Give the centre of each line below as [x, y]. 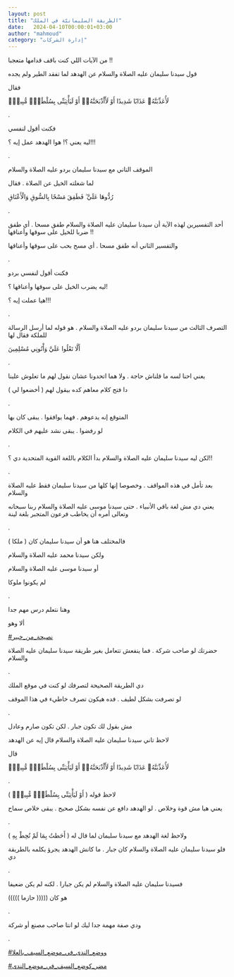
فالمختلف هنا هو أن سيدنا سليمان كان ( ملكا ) [67, 541]
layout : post [27, 14]
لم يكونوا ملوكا [27, 582]
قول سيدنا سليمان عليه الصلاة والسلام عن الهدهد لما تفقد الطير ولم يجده [103, 74]
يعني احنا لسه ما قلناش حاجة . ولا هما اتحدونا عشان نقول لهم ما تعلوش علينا [107, 376]
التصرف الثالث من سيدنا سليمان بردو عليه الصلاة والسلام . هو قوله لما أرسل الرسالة [118, 328]
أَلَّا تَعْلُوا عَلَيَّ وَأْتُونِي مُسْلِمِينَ [44, 349]
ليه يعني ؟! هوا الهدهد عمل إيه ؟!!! [52, 142]
